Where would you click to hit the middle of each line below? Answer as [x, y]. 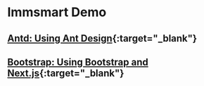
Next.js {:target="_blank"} [66, 73]
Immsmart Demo [57, 12]
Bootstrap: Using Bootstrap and [78, 62]
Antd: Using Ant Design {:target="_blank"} [102, 38]
